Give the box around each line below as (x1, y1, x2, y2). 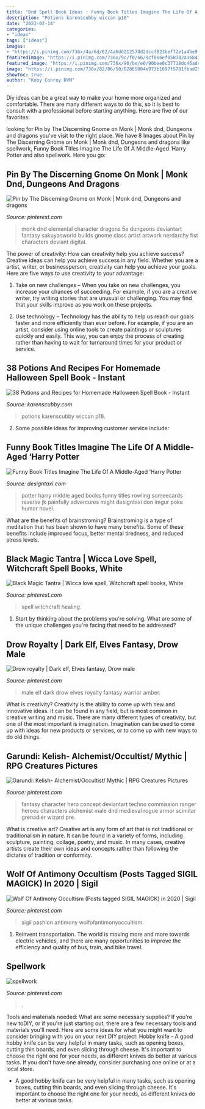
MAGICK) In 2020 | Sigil (6, 879, 99, 889)
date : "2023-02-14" (6, 20, 56, 26)
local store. (6, 1065, 35, 1072)
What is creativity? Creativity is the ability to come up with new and (6, 701, 175, 708)
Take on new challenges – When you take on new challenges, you (15, 281, 181, 288)
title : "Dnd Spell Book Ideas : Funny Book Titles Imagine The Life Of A (6, 9, 198, 15)
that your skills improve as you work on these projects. (15, 301, 153, 308)
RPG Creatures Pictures (6, 760, 98, 771)
